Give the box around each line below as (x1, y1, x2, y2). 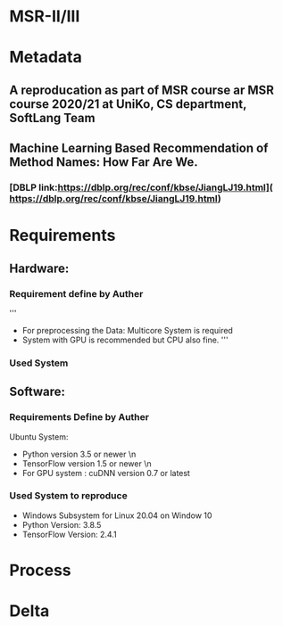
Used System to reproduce (9, 490, 128, 502)
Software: (9, 384, 65, 399)
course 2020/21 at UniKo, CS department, (9, 96, 247, 111)
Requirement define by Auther (9, 287, 144, 300)
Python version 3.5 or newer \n (21, 449, 137, 459)
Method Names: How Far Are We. (9, 154, 198, 170)
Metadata (9, 47, 82, 68)
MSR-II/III (9, 6, 80, 27)
